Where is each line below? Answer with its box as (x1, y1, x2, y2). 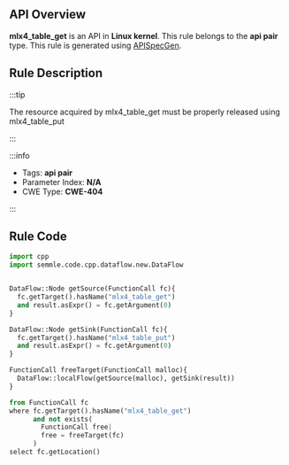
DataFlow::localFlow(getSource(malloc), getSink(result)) (17, 374, 236, 384)
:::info (9, 150, 30, 160)
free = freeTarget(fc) (41, 431, 125, 440)
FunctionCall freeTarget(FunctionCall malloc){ (9, 366, 188, 375)
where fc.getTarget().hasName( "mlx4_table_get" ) (9, 407, 192, 415)
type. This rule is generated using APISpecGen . (9, 40, 182, 50)
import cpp (9, 252, 49, 261)
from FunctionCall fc (9, 398, 89, 407)
